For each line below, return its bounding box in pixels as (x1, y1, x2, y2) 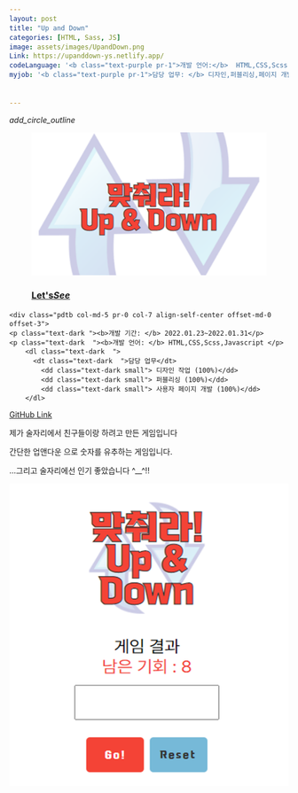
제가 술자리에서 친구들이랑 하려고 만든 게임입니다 (9, 427, 178, 438)
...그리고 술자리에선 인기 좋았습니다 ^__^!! (9, 465, 151, 476)
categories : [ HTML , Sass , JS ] (9, 33, 122, 42)
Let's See (31, 289, 71, 301)
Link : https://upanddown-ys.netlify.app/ (9, 51, 165, 61)
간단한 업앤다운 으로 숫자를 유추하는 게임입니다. (9, 446, 173, 456)
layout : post (9, 14, 58, 23)
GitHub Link (9, 408, 52, 420)
